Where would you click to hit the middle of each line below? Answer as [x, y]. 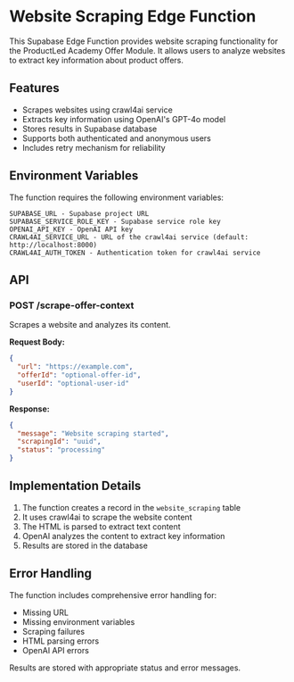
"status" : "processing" [61, 450]
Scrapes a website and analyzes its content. [90, 325]
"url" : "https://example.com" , [75, 367]
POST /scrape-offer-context [72, 305]
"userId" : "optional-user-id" [73, 383]
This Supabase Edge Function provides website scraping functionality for [144, 41]
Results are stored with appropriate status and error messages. [125, 668]
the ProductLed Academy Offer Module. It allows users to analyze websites [147, 50]
